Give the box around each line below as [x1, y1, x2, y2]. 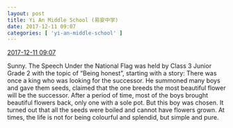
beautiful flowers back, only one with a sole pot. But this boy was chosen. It [7, 98, 224, 107]
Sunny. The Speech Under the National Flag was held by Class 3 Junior [7, 62, 212, 70]
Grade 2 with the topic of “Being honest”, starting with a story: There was [7, 69, 217, 77]
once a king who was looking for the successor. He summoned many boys [7, 77, 220, 85]
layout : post [7, 10, 45, 17]
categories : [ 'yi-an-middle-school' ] [7, 29, 123, 37]
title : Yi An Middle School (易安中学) [7, 17, 119, 24]
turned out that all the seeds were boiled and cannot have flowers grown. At [7, 106, 225, 114]
